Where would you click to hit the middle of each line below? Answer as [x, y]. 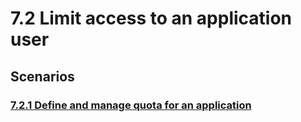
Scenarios [42, 76]
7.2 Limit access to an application [151, 18]
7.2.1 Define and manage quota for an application [131, 105]
